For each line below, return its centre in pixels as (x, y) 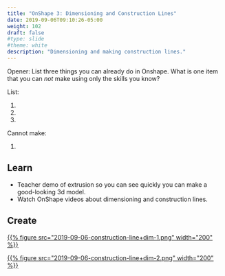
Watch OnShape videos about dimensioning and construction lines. (112, 199)
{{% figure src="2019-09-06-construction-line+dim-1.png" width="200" (110, 237)
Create (22, 221)
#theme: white (28, 45)
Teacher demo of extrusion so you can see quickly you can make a (112, 184)
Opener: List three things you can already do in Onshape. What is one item (113, 71)
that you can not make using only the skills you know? (84, 78)
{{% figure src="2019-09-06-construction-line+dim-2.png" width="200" (110, 257)
